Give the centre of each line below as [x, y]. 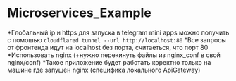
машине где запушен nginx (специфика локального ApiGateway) [104, 70]
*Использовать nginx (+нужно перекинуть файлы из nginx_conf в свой [114, 55]
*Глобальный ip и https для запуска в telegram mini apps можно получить [118, 32]
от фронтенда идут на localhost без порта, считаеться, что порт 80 [108, 47]
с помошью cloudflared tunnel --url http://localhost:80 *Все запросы [117, 39]
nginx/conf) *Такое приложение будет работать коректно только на [109, 62]
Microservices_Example [79, 13]
